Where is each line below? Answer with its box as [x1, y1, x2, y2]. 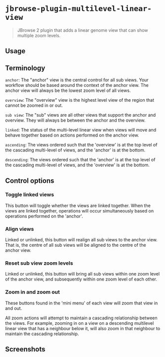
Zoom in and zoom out [5, 288, 60, 295]
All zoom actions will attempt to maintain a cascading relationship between [5, 315, 158, 321]
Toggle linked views [5, 191, 55, 198]
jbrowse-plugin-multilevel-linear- [5, 4, 152, 13]
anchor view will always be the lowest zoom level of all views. [5, 87, 131, 93]
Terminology [5, 64, 46, 72]
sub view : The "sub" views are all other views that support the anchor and [5, 112, 156, 118]
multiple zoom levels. [17, 32, 61, 38]
